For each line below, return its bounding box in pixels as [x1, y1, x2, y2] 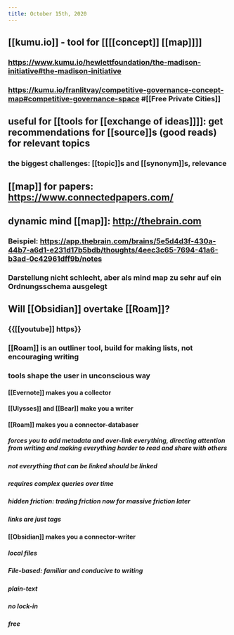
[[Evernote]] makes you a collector [8, 388, 112, 397]
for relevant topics [8, 138, 91, 150]
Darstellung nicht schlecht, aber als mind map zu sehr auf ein [8, 272, 222, 282]
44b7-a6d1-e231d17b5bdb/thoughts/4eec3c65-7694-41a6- [8, 245, 219, 255]
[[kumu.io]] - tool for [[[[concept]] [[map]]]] [8, 37, 202, 49]
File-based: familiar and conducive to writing [8, 567, 143, 575]
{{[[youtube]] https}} [8, 324, 82, 334]
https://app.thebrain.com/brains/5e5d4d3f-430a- [39, 236, 216, 246]
